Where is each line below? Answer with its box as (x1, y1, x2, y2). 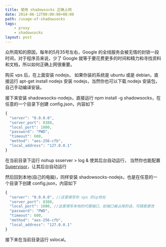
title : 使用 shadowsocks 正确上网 (5, 7, 72, 12)
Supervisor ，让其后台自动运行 (5, 163, 67, 169)
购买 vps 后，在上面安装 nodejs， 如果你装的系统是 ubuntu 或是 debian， (5, 72, 155, 78)
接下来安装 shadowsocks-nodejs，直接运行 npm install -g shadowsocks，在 (5, 95, 161, 100)
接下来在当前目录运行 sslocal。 (5, 236, 68, 243)
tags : (5, 21, 16, 26)
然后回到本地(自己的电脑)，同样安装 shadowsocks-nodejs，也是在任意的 (5, 174, 154, 180)
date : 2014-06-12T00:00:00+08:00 (5, 12, 74, 17)
